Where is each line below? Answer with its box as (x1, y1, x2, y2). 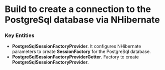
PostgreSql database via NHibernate (5, 14, 160, 25)
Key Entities (5, 32, 35, 39)
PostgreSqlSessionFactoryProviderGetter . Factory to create (12, 54, 139, 60)
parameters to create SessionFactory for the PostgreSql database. (12, 48, 151, 54)
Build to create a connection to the (5, 3, 151, 15)
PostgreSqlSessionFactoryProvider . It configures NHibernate (12, 43, 141, 49)
